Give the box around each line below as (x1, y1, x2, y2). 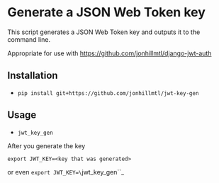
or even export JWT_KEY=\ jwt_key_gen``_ (7, 167, 125, 176)
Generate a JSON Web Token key (7, 4, 206, 21)
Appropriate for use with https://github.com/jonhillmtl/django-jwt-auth (7, 49, 212, 57)
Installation (7, 70, 58, 82)
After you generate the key (7, 141, 86, 150)
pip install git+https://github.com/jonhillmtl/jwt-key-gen (17, 89, 199, 96)
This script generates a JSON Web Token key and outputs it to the (7, 28, 201, 36)
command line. (7, 35, 51, 43)
